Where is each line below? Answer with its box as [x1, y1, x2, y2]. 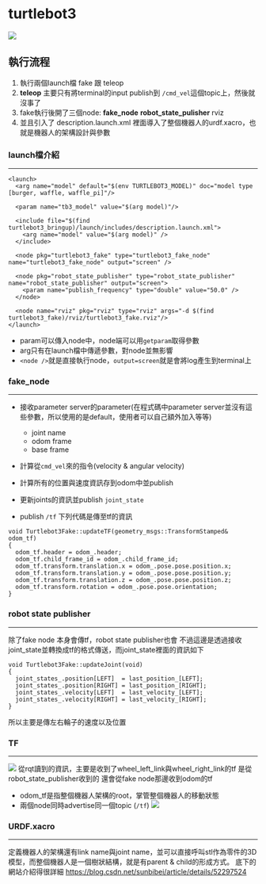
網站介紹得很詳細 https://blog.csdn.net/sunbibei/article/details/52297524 [8, 867, 247, 877]
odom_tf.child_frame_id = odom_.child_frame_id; [15, 556, 179, 564]
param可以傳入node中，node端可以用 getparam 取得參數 [19, 336, 199, 346]
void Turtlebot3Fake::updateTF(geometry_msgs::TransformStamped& [8, 528, 228, 536]
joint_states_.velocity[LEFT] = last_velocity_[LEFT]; [15, 688, 203, 696]
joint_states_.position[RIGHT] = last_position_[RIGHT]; [15, 681, 207, 690]
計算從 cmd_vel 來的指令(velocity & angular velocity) [19, 461, 184, 471]
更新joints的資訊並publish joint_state [19, 495, 144, 504]
